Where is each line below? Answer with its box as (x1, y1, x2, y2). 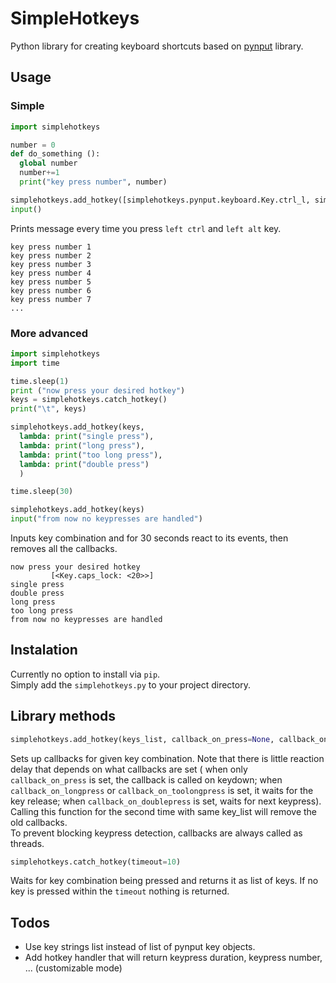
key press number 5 (10, 277, 92, 287)
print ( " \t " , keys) (10, 404, 87, 414)
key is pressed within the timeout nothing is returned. (10, 885, 230, 897)
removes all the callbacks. (10, 543, 118, 555)
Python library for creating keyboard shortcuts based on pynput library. (10, 40, 304, 52)
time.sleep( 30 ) (10, 487, 74, 497)
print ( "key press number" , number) (19, 177, 168, 187)
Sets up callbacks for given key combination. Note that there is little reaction (10, 752, 325, 764)
